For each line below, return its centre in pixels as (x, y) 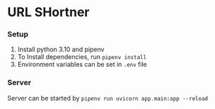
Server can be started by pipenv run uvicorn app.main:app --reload (108, 98)
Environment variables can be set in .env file (82, 65)
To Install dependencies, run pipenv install (82, 57)
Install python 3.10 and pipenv (61, 49)
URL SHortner (48, 12)
